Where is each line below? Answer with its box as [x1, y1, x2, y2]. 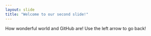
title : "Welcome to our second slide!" [5, 12, 89, 17]
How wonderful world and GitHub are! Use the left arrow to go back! [5, 25, 146, 31]
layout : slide [5, 7, 35, 12]
